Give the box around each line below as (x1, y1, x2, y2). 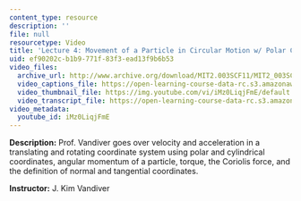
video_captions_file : (17, 80, 99, 88)
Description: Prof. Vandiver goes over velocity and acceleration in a (9, 138, 261, 148)
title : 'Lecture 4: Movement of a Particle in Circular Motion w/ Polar (9, 46, 287, 55)
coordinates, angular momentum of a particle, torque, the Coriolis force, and (9, 156, 291, 167)
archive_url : (17, 71, 66, 80)
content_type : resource (9, 13, 99, 22)
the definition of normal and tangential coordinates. (9, 166, 199, 177)
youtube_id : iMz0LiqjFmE (17, 113, 110, 121)
